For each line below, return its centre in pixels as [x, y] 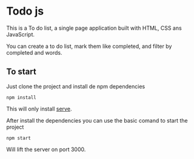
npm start [19, 138]
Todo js [25, 11]
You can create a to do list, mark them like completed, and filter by [89, 46]
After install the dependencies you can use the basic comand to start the [97, 120]
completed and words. [34, 52]
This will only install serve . [39, 109]
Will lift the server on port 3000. [46, 149]
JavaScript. [21, 34]
